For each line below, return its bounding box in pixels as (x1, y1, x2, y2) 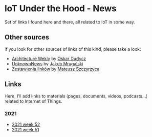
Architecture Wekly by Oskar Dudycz (11, 56, 87, 61)
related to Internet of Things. (4, 98, 62, 104)
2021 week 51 (11, 126, 40, 132)
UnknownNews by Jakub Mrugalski (11, 60, 84, 66)
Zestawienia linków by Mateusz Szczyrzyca (11, 66, 100, 72)
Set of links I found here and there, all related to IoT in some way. (4, 19, 135, 25)
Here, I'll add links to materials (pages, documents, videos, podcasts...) (4, 93, 148, 99)
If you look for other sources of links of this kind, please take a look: (4, 46, 141, 52)
